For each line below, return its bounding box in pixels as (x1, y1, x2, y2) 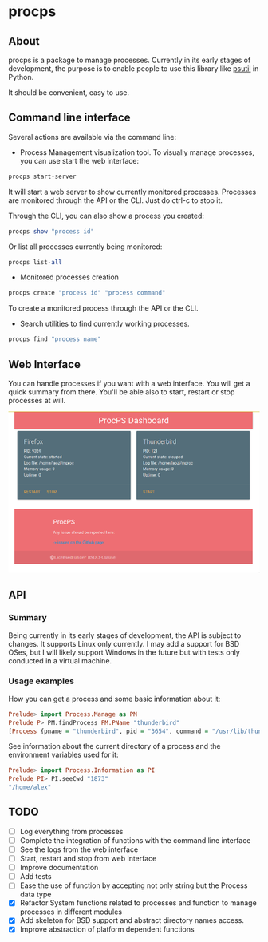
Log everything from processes (19, 826, 124, 836)
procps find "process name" (8, 335, 102, 343)
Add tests (19, 872, 52, 881)
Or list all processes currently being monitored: (8, 242, 163, 251)
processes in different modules (19, 907, 122, 916)
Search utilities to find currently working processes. (19, 319, 190, 329)
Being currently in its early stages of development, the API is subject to (8, 630, 242, 640)
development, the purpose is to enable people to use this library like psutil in (8, 64, 259, 73)
